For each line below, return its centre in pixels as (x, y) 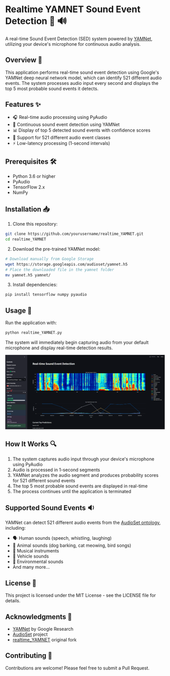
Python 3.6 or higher (34, 176)
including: (16, 528)
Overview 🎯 (24, 60)
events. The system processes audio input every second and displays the (82, 83)
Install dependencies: (35, 285)
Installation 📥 (28, 209)
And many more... (31, 567)
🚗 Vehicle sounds (31, 556)
